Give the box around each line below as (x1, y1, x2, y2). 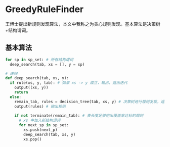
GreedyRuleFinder (5, 4, 84, 15)
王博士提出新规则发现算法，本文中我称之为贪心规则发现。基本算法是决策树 (5, 21, 160, 27)
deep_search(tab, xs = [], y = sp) (10, 62, 85, 67)
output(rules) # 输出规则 (14, 104, 66, 109)
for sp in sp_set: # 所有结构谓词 (5, 57, 73, 62)
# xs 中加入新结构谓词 (18, 118, 61, 123)
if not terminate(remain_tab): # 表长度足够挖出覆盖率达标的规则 (14, 113, 144, 118)
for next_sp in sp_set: (18, 123, 69, 128)
